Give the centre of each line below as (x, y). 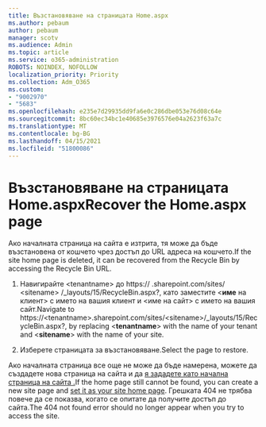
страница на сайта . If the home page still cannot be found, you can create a (133, 383)
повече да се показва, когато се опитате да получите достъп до (117, 399)
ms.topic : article (39, 52)
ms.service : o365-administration (64, 60)
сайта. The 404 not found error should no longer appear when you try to (126, 408)
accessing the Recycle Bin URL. (60, 269)
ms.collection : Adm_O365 (49, 82)
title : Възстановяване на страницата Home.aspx (89, 15)
